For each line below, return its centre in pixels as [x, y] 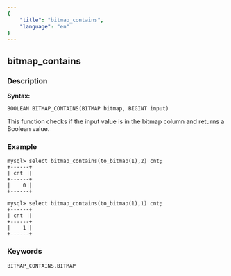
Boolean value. [28, 128]
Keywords [25, 252]
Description [27, 80]
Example [22, 146]
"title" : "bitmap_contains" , [62, 20]
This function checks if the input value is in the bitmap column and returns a [116, 121]
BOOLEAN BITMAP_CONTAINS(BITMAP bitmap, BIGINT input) [88, 108]
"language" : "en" [45, 26]
